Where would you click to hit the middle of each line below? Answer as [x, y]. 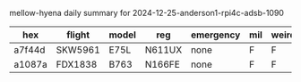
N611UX [163, 50]
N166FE [163, 64]
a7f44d [30, 50]
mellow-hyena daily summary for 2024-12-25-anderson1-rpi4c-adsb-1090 [147, 13]
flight [78, 35]
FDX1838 [77, 64]
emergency [216, 35]
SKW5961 [78, 50]
